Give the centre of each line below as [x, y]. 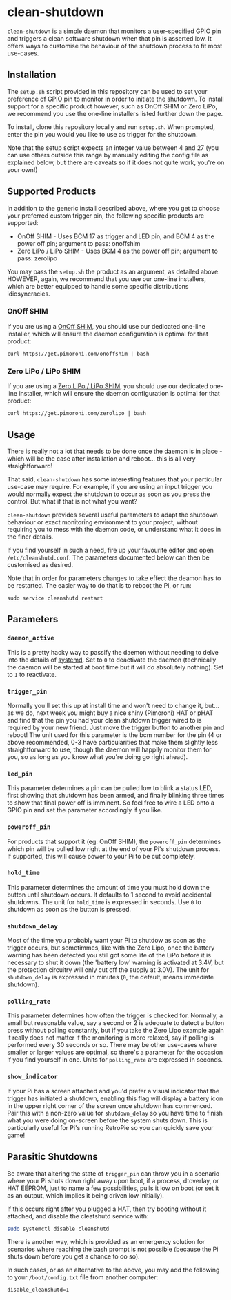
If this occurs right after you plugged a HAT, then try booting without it [107, 1209]
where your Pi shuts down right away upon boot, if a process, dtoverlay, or [113, 1180]
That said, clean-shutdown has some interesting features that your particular [115, 479]
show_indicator [33, 1077]
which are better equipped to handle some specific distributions [98, 286]
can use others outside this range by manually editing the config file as [108, 155]
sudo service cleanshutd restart [55, 598]
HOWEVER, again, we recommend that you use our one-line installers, [107, 279]
